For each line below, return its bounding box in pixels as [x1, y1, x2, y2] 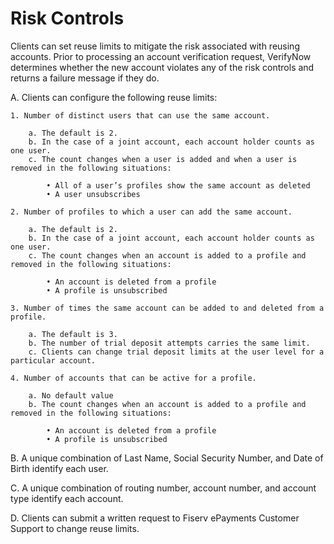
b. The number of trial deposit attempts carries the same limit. [28, 338, 311, 348]
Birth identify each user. [10, 462, 109, 474]
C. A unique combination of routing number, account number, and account [10, 482, 317, 494]
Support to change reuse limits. [10, 522, 140, 534]
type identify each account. [10, 492, 124, 504]
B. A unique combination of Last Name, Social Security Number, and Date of [10, 452, 324, 464]
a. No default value [28, 390, 114, 401]
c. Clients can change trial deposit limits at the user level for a [28, 347, 325, 357]
